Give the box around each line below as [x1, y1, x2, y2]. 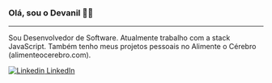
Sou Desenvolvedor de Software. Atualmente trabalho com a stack [8, 33, 231, 43]
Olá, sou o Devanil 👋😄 [8, 7, 94, 19]
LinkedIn [46, 66, 75, 76]
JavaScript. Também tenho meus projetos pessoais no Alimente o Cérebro [8, 42, 257, 52]
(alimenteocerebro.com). [8, 50, 91, 60]
